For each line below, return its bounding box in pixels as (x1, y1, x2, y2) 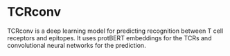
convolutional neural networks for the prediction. (7, 41, 147, 49)
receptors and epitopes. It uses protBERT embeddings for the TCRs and (7, 33, 212, 42)
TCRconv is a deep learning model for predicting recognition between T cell (7, 27, 224, 35)
